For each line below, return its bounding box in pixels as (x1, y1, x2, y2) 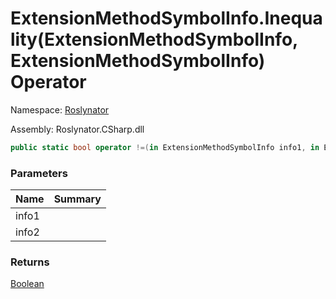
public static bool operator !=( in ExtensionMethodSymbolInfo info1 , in (10, 142, 320, 152)
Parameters (10, 166, 68, 180)
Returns (10, 255, 50, 269)
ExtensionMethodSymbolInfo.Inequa (10, 7, 323, 30)
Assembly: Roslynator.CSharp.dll (10, 123, 145, 135)
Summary (53, 192, 102, 206)
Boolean (10, 278, 45, 290)
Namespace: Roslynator (10, 103, 110, 116)
